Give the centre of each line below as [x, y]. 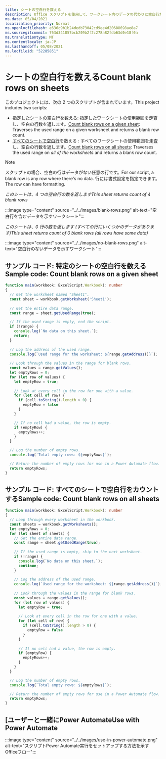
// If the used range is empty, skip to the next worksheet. [78, 552]
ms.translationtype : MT [30, 38]
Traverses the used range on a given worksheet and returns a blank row [85, 130]
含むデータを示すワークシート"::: [51, 216]
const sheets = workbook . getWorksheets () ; [54, 524]
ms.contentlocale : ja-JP [31, 42]
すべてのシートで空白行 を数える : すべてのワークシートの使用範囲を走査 [85, 141]
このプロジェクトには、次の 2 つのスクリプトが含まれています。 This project [82, 102]
